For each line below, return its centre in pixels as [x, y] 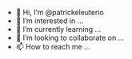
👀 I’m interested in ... [50, 21]
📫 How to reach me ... [53, 47]
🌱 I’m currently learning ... [58, 29]
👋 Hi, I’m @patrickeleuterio [60, 12]
